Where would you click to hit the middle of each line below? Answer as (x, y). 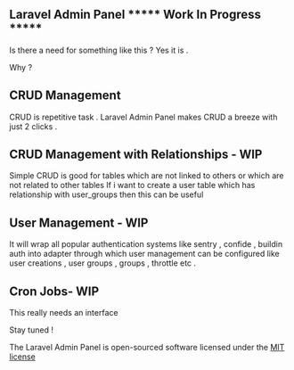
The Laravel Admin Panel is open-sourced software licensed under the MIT (147, 348)
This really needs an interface (64, 313)
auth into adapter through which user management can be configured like (145, 254)
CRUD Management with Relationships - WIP (136, 155)
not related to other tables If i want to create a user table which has (132, 185)
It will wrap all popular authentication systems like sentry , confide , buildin (146, 244)
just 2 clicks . (33, 126)
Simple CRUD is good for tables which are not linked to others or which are (147, 176)
